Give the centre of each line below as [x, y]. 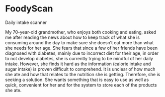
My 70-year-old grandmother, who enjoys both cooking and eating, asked [81, 32]
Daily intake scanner [26, 22]
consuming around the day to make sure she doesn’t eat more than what [80, 42]
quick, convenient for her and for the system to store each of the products [81, 85]
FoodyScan [29, 9]
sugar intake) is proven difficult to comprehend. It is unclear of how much [80, 69]
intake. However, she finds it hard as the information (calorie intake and [78, 64]
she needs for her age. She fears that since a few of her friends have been [82, 48]
